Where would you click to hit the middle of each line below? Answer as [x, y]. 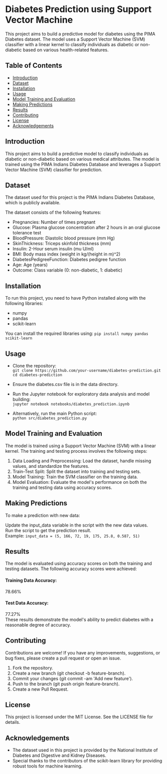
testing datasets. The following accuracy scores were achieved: [71, 569]
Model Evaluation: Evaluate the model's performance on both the [79, 482]
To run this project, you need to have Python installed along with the [76, 298]
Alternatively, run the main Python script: [54, 413]
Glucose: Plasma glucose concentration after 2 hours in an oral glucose [86, 227]
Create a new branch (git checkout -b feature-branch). [69, 673]
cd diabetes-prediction [37, 375]
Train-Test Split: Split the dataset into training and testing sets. [77, 471]
